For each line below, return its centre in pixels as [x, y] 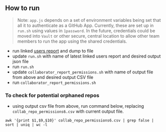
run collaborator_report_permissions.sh [54, 82]
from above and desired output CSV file [53, 77]
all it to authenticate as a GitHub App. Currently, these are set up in [85, 25]
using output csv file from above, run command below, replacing [78, 106]
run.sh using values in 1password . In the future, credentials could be [86, 31]
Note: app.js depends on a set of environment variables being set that [89, 20]
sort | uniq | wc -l [27, 125]
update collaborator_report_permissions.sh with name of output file [83, 72]
